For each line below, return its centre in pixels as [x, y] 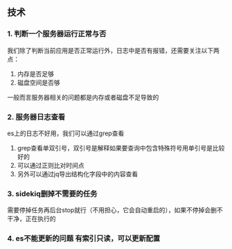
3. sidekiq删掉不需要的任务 [52, 194]
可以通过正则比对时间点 [51, 165]
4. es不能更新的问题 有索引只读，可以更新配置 [84, 239]
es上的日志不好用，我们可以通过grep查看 [66, 133]
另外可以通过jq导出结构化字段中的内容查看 [78, 174]
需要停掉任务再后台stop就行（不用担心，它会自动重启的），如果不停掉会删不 [115, 210]
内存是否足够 [35, 74]
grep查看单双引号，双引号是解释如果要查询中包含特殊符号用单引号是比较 [121, 148]
